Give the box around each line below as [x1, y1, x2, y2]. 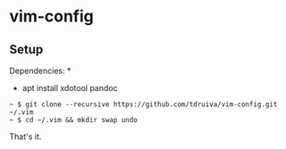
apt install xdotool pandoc [21, 83, 118, 93]
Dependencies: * [9, 65, 71, 76]
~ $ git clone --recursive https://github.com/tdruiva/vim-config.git [9, 100, 278, 109]
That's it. [9, 131, 42, 142]
